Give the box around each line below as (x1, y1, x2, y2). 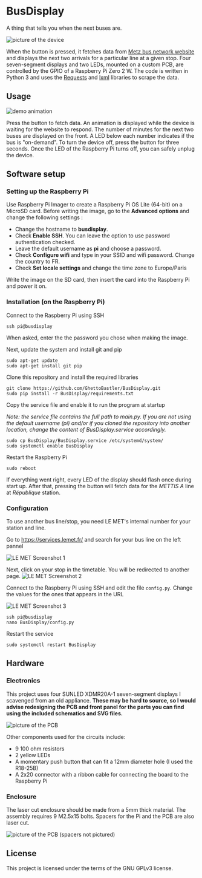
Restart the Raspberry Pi (6, 454, 68, 461)
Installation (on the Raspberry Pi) (6, 298, 105, 306)
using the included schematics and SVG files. (6, 709, 123, 717)
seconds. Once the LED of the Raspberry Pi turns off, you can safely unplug (6, 145, 195, 152)
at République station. (6, 489, 60, 496)
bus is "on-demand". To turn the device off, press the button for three (6, 138, 180, 146)
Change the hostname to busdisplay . (15, 226, 108, 233)
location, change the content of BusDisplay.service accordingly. (6, 426, 166, 433)
